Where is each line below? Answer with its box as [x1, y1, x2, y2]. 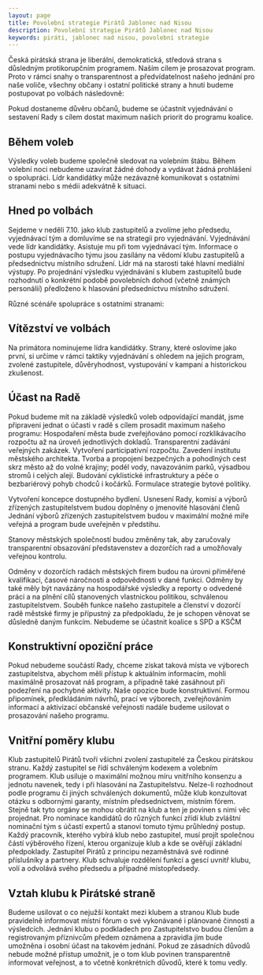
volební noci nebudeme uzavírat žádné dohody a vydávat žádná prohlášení [8, 165, 252, 174]
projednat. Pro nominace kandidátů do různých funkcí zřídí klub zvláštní [8, 813, 242, 823]
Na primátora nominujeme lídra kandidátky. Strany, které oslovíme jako [8, 342, 238, 352]
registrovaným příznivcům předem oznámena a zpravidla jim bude [8, 932, 223, 942]
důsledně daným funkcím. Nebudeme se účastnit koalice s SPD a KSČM [8, 617, 242, 626]
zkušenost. [8, 368, 44, 377]
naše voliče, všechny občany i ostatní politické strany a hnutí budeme [8, 80, 234, 90]
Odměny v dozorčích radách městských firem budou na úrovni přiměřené [8, 566, 246, 576]
